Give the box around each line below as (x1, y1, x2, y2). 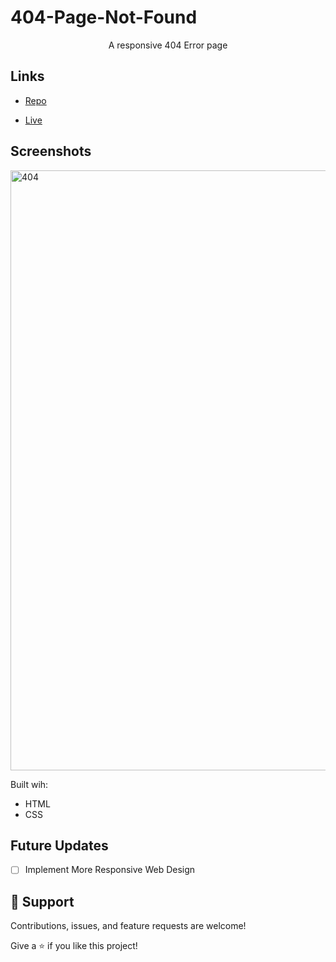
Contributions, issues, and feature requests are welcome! (10, 920, 247, 932)
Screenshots (10, 143, 92, 160)
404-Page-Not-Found (10, 6, 198, 29)
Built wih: (10, 778, 49, 790)
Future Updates (10, 837, 109, 854)
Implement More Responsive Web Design (24, 864, 196, 876)
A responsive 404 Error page (108, 39, 228, 51)
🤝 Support (10, 893, 75, 910)
